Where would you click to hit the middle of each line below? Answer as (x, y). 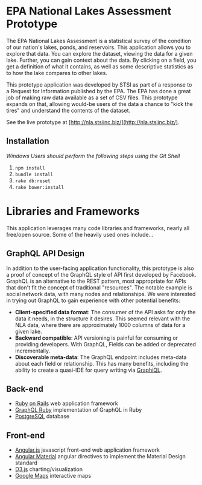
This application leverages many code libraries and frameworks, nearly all (98, 228)
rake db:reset (33, 181)
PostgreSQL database (42, 417)
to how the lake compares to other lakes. (57, 73)
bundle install (34, 174)
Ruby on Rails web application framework (67, 403)
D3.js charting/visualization (49, 469)
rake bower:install (39, 187)
